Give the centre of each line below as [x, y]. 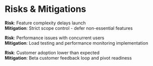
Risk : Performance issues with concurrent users [55, 38]
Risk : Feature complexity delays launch [45, 23]
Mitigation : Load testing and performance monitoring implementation [76, 43]
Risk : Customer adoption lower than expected [52, 53]
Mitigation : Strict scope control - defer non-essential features [69, 28]
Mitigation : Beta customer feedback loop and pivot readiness [68, 58]
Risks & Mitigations [45, 9]
